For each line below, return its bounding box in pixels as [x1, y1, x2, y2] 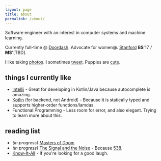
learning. [5, 35, 23, 41]
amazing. [12, 92, 31, 98]
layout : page [5, 7, 32, 12]
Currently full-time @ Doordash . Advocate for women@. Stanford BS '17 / [5, 45, 152, 51]
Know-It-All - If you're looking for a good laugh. [12, 150, 108, 156]
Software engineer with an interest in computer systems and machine [5, 30, 146, 36]
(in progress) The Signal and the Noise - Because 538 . [12, 145, 123, 151]
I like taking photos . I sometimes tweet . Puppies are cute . [5, 59, 121, 65]
